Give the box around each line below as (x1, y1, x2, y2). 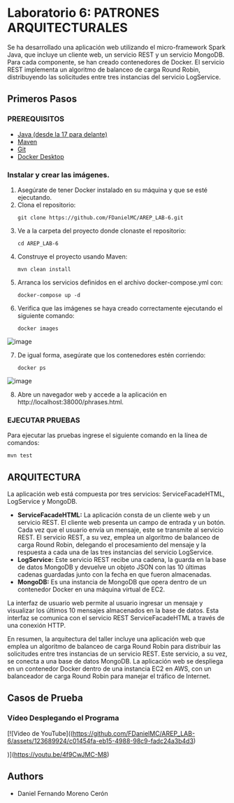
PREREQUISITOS (7, 114, 65, 124)
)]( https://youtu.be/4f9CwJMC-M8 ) (7, 750, 110, 758)
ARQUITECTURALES (7, 20, 128, 36)
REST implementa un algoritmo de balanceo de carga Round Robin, (7, 65, 201, 74)
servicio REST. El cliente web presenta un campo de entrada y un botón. (17, 519, 226, 527)
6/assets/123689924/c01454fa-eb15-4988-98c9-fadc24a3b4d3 (7, 736, 194, 745)
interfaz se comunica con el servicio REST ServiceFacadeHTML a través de (7, 614, 225, 622)
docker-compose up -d (17, 291, 80, 298)
